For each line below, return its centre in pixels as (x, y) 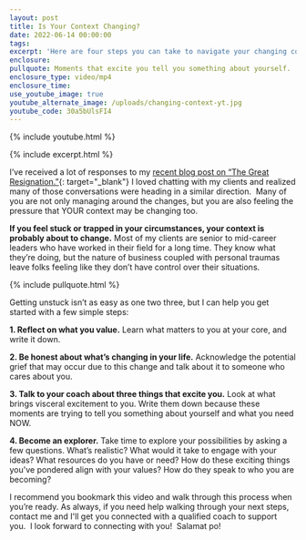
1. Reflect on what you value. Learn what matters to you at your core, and (148, 330)
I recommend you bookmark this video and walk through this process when (151, 497)
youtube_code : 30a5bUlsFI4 (61, 111)
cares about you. (41, 377)
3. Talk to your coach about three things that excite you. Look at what (143, 394)
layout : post (34, 18)
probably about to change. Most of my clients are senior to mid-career (143, 239)
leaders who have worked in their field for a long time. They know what (143, 248)
